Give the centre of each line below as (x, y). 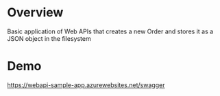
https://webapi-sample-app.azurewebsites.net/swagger (86, 85)
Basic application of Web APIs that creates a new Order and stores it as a (110, 31)
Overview (35, 13)
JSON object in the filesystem (49, 38)
